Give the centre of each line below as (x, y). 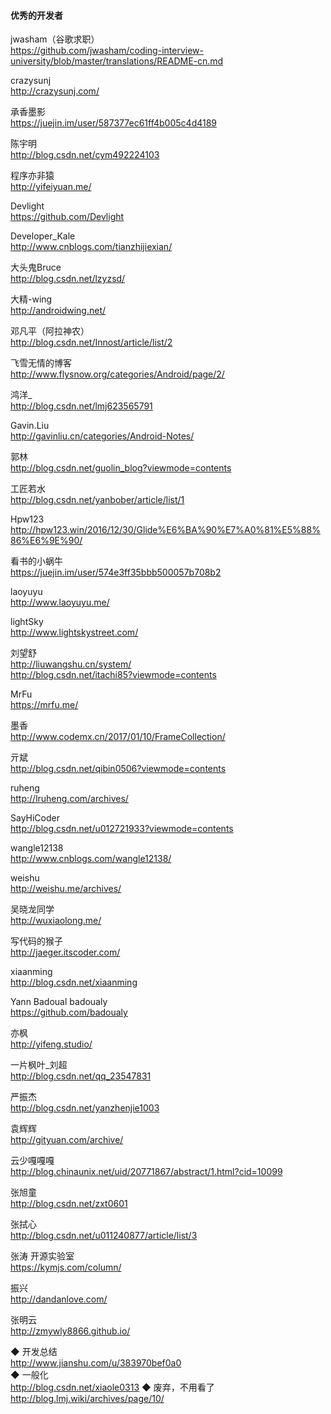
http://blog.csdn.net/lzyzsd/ (68, 279)
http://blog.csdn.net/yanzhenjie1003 (85, 1108)
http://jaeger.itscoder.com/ (65, 952)
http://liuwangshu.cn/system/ (71, 664)
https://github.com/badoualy (69, 1012)
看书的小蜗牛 (36, 561)
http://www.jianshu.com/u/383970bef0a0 (96, 1363)
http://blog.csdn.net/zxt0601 (69, 1204)
